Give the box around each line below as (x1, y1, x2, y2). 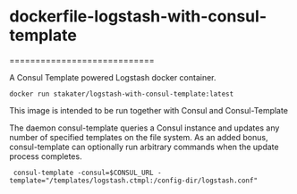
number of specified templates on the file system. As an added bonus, (9, 131, 268, 142)
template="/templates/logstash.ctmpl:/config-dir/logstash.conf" (9, 176, 258, 185)
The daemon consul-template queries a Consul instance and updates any (9, 122, 280, 133)
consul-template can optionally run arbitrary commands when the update (9, 141, 279, 152)
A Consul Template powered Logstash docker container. (9, 72, 216, 82)
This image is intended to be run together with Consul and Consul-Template (9, 105, 289, 115)
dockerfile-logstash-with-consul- (9, 6, 267, 27)
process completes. (9, 150, 82, 162)
